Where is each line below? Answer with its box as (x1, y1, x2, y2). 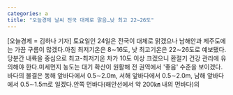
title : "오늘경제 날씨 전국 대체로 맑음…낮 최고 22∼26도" (7, 17, 155, 24)
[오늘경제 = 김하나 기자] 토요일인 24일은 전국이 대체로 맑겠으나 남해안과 (7, 36, 202, 45)
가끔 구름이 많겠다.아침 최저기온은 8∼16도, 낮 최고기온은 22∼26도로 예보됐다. (14, 45, 227, 53)
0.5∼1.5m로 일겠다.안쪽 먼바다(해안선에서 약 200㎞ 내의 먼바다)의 (20, 80, 200, 88)
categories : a (7, 10, 49, 17)
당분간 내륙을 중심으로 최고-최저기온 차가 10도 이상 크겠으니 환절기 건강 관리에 (7, 53, 220, 62)
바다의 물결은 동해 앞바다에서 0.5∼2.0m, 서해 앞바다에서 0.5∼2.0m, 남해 (7, 71, 206, 80)
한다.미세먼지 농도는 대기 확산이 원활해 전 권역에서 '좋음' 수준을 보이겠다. (25, 62, 223, 71)
